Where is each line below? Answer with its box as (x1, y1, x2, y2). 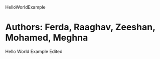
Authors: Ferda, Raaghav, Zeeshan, (5, 22, 155, 33)
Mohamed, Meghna (5, 32, 88, 44)
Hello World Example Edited (5, 48, 63, 54)
